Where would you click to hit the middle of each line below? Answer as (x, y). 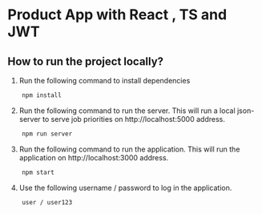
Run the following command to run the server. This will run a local (127, 111)
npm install (42, 95)
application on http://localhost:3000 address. (94, 157)
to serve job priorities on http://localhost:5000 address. (133, 119)
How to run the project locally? (86, 61)
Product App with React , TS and (117, 15)
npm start (38, 172)
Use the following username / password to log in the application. (125, 188)
